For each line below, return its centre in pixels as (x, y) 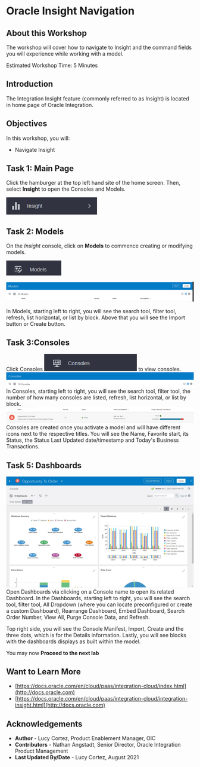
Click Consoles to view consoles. (94, 369)
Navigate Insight (35, 149)
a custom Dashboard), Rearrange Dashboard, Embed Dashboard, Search (96, 610)
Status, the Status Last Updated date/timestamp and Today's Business (93, 440)
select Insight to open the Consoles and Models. (66, 189)
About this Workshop (47, 33)
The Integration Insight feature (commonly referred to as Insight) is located (98, 98)
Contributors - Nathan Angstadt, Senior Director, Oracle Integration (98, 745)
